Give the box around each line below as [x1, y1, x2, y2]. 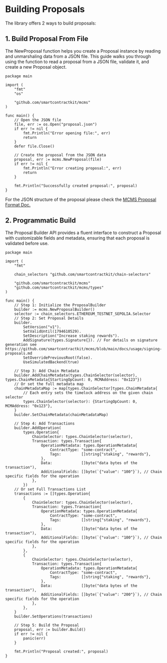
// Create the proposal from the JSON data [14, 152, 106, 157]
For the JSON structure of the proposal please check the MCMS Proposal [5, 196, 156, 202]
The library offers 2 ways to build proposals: [5, 20, 96, 26]
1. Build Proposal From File [5, 35, 88, 43]
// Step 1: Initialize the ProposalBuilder [14, 302, 106, 308]
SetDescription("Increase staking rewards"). [23, 333, 120, 338]
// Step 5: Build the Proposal [14, 622, 79, 627]
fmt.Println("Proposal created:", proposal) [14, 649, 108, 654]
